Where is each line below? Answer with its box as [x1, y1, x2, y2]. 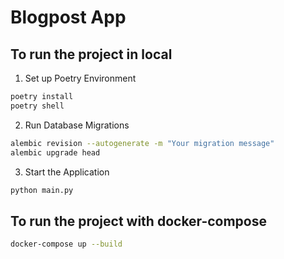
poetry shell [10, 101, 65, 111]
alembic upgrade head [10, 147, 101, 158]
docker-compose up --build [10, 239, 123, 250]
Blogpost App [10, 6, 127, 29]
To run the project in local [10, 46, 173, 63]
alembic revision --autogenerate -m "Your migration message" [10, 138, 275, 148]
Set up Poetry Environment [24, 72, 137, 84]
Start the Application [24, 166, 110, 178]
